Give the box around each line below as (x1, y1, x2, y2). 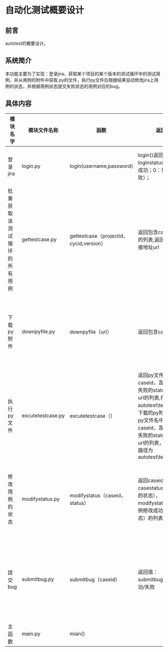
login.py (21, 162, 41, 170)
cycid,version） (69, 240, 106, 247)
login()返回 (137, 151, 163, 158)
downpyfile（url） (69, 328, 112, 335)
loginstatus (137, 159, 164, 166)
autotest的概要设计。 (5, 41, 48, 46)
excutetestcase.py (21, 412, 65, 419)
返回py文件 (137, 372, 164, 379)
